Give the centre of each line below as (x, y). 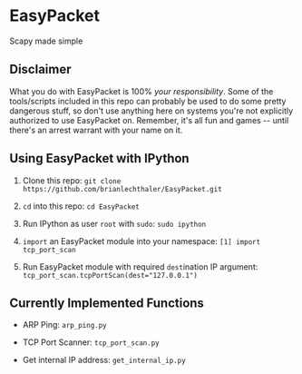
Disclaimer (40, 69)
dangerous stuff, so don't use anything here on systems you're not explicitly (151, 111)
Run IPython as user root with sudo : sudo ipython (114, 223)
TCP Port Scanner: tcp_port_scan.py (91, 342)
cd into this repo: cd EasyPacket (81, 206)
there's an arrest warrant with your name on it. (96, 130)
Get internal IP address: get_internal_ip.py (104, 360)
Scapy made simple (46, 41)
